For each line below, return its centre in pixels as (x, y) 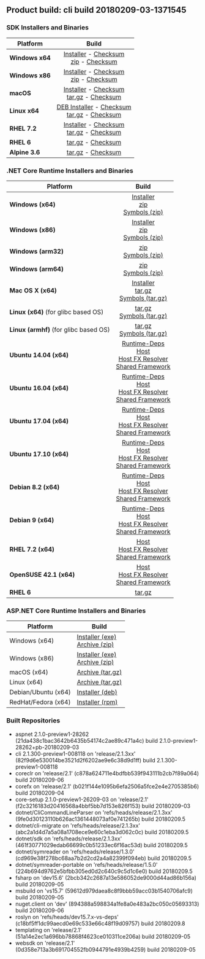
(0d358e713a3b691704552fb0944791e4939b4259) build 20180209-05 (105, 949)
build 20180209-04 (39, 793)
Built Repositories (33, 721)
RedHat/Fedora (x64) (40, 702)
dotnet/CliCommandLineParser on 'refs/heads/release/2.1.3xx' (94, 812)
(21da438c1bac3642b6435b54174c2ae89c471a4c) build (86, 740)
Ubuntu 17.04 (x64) (39, 421)
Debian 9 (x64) (32, 520)
